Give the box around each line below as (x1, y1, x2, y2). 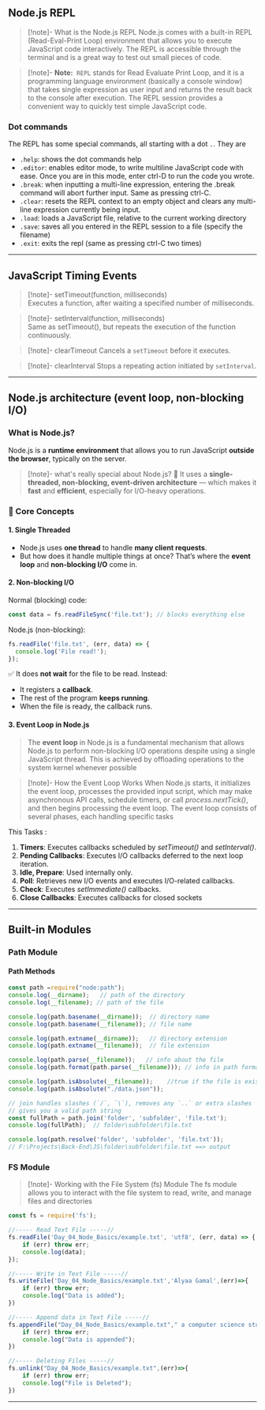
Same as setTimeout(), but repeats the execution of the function (27, 322, 237, 331)
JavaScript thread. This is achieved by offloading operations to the (27, 754, 244, 764)
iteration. (19, 859, 49, 868)
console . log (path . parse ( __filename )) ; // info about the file (8, 1056, 224, 1064)
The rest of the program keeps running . (19, 694, 150, 703)
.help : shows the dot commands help (19, 154, 142, 164)
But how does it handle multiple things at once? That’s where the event (19, 551, 251, 561)
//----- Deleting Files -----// (8, 1357, 114, 1365)
